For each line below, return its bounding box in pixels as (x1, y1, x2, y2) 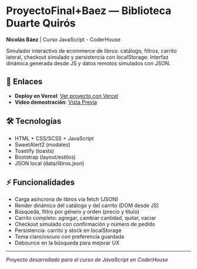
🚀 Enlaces (6, 77, 43, 87)
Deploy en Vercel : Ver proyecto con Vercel (14, 92, 118, 99)
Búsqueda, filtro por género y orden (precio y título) (14, 208, 140, 215)
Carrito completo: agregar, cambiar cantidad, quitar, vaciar (14, 214, 157, 222)
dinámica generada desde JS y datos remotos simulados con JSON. (6, 60, 171, 67)
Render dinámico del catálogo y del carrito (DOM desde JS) (14, 202, 159, 209)
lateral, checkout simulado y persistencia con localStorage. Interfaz (6, 53, 169, 60)
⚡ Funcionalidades (6, 177, 75, 187)
